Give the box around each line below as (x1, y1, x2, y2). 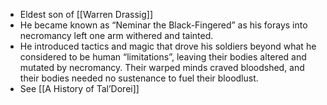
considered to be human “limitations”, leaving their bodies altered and (19, 51, 307, 63)
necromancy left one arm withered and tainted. (19, 30, 214, 41)
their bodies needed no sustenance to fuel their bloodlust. (19, 72, 259, 84)
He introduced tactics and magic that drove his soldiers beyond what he (19, 40, 317, 52)
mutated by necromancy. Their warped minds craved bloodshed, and (19, 62, 305, 73)
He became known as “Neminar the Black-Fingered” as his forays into (19, 19, 308, 31)
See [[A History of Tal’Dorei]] (19, 83, 140, 94)
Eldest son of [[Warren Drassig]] (19, 9, 154, 20)
